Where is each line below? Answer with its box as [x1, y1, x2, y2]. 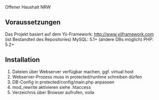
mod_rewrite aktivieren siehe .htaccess [12, 84, 91, 90]
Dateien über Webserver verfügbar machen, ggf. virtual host [12, 68, 134, 75]
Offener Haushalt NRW [5, 4, 51, 10]
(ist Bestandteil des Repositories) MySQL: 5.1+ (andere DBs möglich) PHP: [5, 36, 154, 42]
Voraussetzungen [5, 18, 61, 26]
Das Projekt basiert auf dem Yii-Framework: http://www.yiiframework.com [5, 31, 154, 37]
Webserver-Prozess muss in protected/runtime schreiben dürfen [12, 74, 142, 80]
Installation [5, 56, 40, 64]
